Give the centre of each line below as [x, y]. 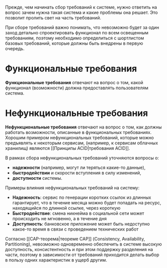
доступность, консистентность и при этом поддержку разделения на [79, 249]
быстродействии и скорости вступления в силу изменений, [77, 173]
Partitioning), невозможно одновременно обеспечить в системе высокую [83, 244]
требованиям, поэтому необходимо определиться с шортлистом [75, 38]
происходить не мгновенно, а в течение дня [59, 218]
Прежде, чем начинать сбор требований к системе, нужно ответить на [81, 7]
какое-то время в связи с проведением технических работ [75, 229]
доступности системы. [37, 178]
